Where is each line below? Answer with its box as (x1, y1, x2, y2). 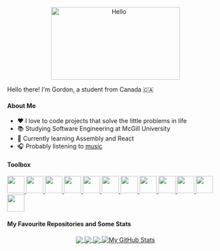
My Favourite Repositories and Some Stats (7, 220, 132, 228)
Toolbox (7, 160, 31, 168)
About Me (7, 101, 36, 109)
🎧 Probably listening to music (16, 142, 103, 151)
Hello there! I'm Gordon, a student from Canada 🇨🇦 (7, 85, 154, 94)
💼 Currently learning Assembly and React (16, 134, 134, 143)
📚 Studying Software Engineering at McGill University (16, 124, 170, 133)
